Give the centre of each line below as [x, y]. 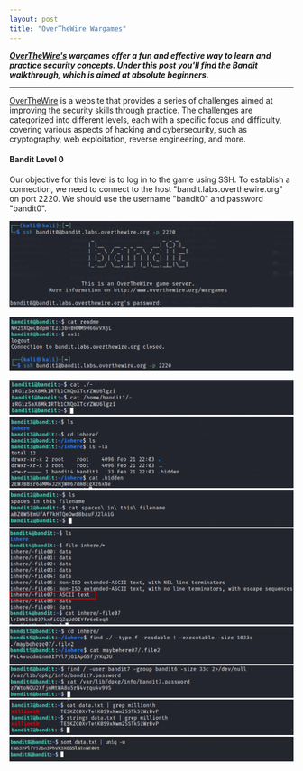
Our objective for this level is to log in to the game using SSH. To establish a [150, 179]
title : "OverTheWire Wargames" [68, 28]
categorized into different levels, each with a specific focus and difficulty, [146, 119]
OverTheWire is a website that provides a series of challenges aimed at [141, 100]
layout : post [34, 19]
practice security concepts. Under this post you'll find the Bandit [134, 65]
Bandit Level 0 [37, 160]
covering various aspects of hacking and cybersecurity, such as [129, 129]
